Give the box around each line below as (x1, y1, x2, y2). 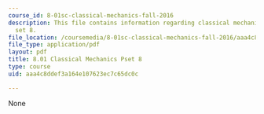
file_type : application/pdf (8, 41, 101, 49)
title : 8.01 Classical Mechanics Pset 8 (8, 56, 143, 64)
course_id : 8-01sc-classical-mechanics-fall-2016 (8, 11, 174, 20)
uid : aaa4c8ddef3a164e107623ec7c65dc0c (8, 70, 139, 78)
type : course (8, 63, 51, 71)
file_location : (8, 33, 58, 42)
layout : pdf (8, 48, 47, 56)
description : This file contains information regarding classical (8, 19, 230, 27)
